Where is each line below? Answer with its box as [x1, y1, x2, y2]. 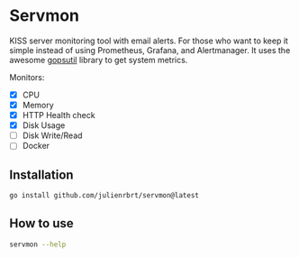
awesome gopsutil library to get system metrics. [9, 54, 188, 65]
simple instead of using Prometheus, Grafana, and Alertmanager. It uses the [9, 44, 291, 55]
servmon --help [9, 240, 67, 249]
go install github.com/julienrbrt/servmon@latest [9, 191, 200, 200]
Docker [22, 141, 50, 152]
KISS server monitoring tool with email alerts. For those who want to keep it [9, 35, 288, 46]
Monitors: [9, 71, 45, 82]
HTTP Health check [22, 110, 96, 121]
